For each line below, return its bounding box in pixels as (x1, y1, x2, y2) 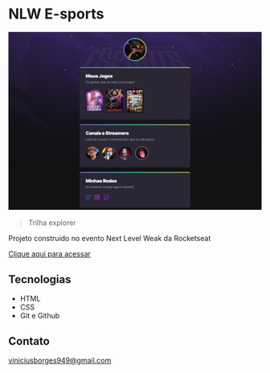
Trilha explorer (27, 218, 76, 227)
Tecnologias (8, 273, 72, 286)
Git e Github (19, 311, 60, 321)
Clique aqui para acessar (8, 249, 91, 259)
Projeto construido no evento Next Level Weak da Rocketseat (8, 234, 211, 244)
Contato (8, 334, 50, 348)
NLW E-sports (8, 5, 104, 23)
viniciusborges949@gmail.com (8, 355, 112, 365)
